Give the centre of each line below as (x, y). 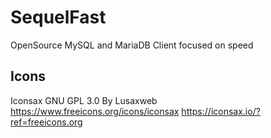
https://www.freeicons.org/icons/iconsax (95, 111)
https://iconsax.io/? (221, 111)
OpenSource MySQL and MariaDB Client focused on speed (132, 45)
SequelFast (58, 17)
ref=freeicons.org (46, 122)
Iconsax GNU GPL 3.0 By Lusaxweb (84, 100)
